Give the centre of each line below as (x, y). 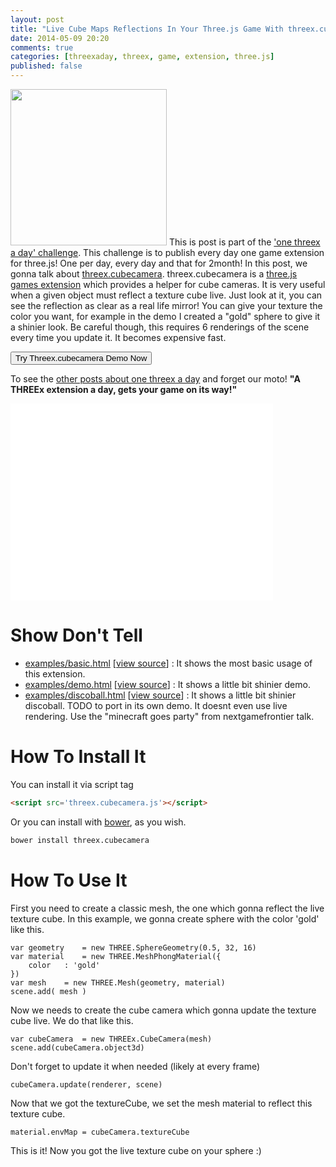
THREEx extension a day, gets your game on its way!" (124, 389)
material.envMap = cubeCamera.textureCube (100, 1132)
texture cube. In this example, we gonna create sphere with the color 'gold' (165, 918)
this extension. (55, 673)
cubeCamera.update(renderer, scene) (86, 1084)
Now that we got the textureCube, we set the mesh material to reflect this (161, 1103)
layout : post (37, 19)
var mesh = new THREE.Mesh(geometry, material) (118, 982)
